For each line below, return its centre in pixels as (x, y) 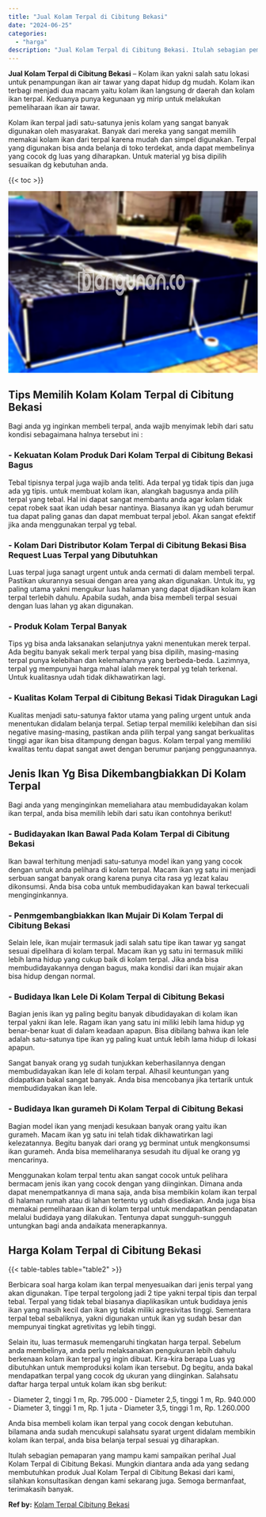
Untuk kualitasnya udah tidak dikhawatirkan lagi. (87, 677)
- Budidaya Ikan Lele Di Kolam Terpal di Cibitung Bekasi (116, 997)
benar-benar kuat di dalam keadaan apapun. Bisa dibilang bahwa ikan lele (129, 1031)
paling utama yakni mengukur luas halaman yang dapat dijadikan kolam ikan (132, 589)
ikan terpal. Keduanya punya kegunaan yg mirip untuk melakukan (115, 99)
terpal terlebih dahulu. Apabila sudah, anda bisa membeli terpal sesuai (123, 597)
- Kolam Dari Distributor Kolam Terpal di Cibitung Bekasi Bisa (127, 545)
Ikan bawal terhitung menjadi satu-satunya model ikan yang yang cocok (125, 861)
